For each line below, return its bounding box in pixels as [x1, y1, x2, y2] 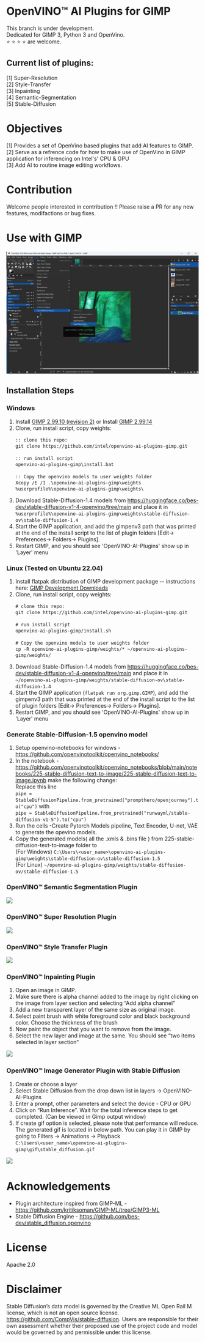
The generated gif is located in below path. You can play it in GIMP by [15, 1125, 191, 1133]
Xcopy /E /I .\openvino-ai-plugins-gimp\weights [15, 480, 142, 486]
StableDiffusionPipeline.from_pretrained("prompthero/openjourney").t [15, 797, 199, 804]
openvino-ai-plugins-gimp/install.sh [15, 628, 112, 634]
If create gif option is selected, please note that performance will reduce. [15, 1119, 199, 1127]
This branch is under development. [6, 24, 95, 32]
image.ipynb [15, 777, 47, 784]
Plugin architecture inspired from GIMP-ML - [15, 1199, 127, 1207]
